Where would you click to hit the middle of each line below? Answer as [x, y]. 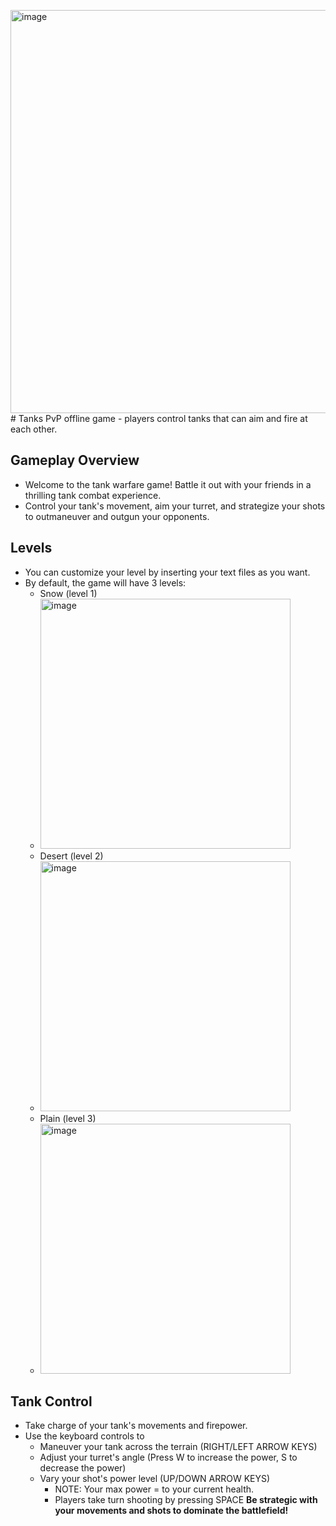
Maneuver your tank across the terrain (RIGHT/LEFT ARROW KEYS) [178, 1447]
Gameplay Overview [75, 460]
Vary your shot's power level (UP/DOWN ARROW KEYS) [155, 1479]
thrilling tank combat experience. [93, 495]
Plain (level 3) [68, 1118]
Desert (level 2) [71, 856]
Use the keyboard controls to [84, 1436]
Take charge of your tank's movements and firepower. [136, 1426]
